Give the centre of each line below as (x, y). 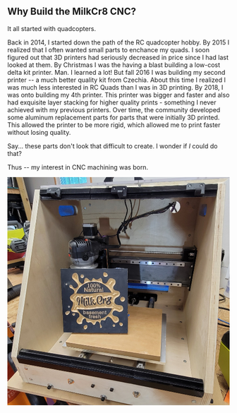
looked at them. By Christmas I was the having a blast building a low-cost (114, 65)
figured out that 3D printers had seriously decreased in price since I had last (118, 57)
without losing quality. (39, 132)
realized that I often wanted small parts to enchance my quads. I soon (109, 49)
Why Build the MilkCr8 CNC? (72, 12)
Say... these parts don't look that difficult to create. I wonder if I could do (113, 146)
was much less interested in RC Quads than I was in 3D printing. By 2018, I (115, 87)
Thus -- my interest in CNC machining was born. (78, 167)
